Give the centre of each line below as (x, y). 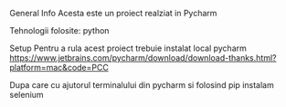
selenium (26, 95)
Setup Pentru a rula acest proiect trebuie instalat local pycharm (128, 48)
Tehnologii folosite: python (59, 30)
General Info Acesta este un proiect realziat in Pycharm (113, 13)
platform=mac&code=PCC (59, 68)
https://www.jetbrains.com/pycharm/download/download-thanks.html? (143, 58)
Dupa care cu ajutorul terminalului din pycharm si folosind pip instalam (142, 85)
